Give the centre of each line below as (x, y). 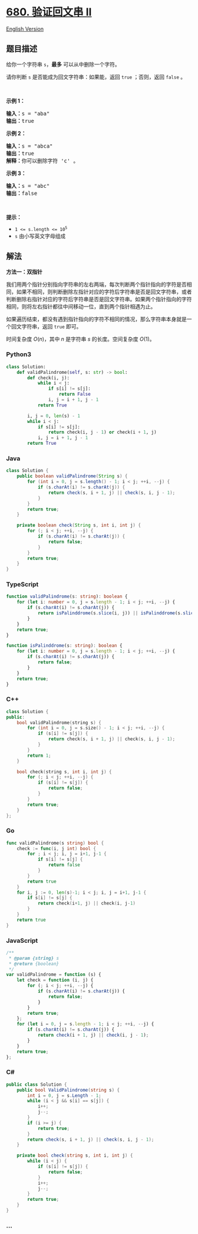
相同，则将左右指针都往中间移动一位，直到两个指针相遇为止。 (81, 306)
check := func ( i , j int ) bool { (56, 848)
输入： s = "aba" (28, 113)
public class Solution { (37, 1085)
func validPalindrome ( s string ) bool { (55, 843)
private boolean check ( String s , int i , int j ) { (79, 525)
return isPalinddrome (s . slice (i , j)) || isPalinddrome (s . (110, 613)
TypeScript (22, 584)
